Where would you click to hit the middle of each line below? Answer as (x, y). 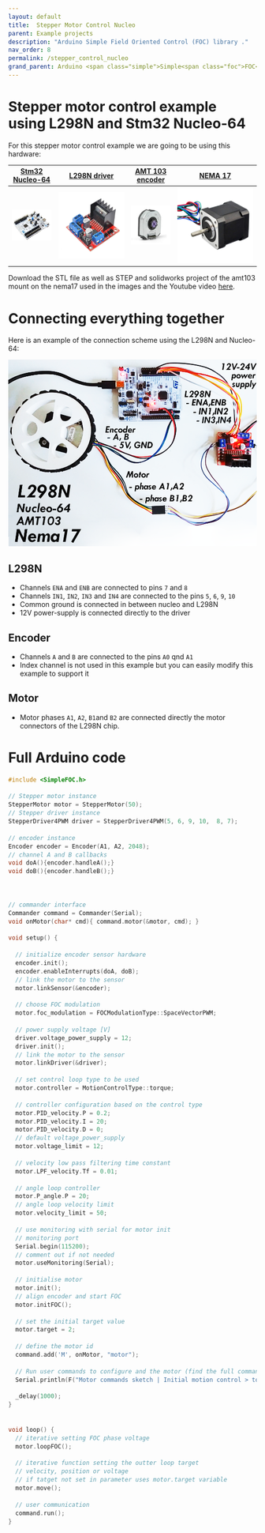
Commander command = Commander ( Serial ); (76, 913)
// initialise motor (49, 1280)
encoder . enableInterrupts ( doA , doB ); (77, 971)
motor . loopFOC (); (44, 1446)
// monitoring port (47, 1238)
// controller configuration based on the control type (109, 1105)
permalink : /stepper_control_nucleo (68, 58)
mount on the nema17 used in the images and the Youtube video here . (121, 286)
